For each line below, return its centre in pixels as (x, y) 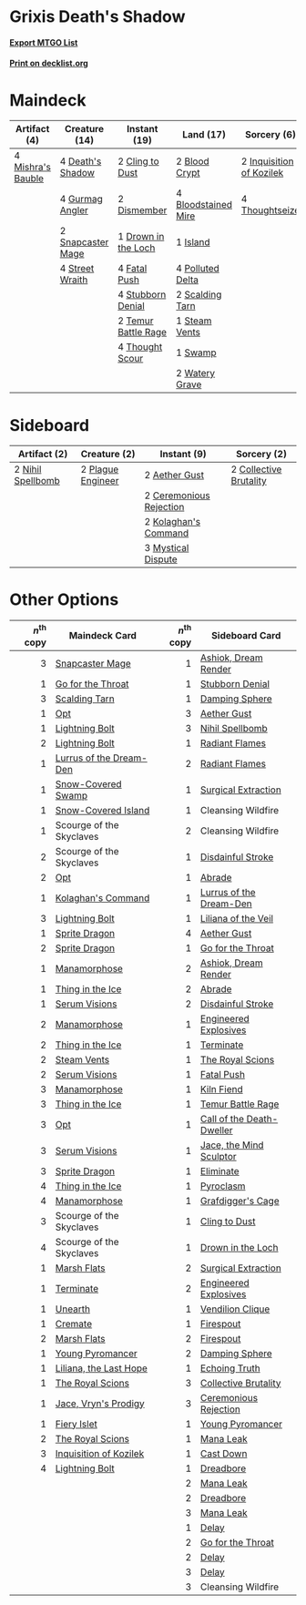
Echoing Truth (230, 1368)
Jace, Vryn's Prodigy (100, 1403)
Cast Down (224, 1453)
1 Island (194, 242)
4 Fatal (133, 269)
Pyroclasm (223, 1186)
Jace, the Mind (232, 1145)
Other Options (64, 600)
